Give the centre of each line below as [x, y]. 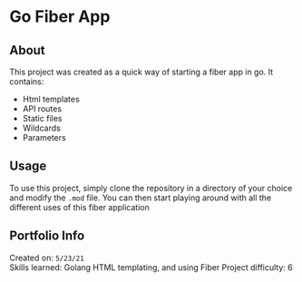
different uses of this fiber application [79, 207]
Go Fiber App [60, 17]
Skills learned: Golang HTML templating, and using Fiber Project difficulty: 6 [151, 267]
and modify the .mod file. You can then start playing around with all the [141, 198]
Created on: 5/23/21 [47, 258]
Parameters [44, 137]
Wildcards [41, 128]
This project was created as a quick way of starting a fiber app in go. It [141, 72]
